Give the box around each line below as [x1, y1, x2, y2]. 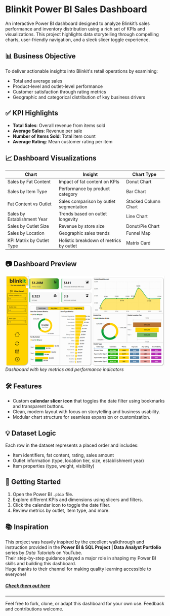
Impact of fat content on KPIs [59, 179, 120, 185]
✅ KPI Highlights [5, 109, 59, 117]
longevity [59, 216, 78, 222]
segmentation [59, 203, 88, 209]
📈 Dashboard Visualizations [5, 153, 97, 162]
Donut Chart [126, 179, 152, 185]
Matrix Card [126, 240, 151, 246]
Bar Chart [126, 188, 146, 194]
